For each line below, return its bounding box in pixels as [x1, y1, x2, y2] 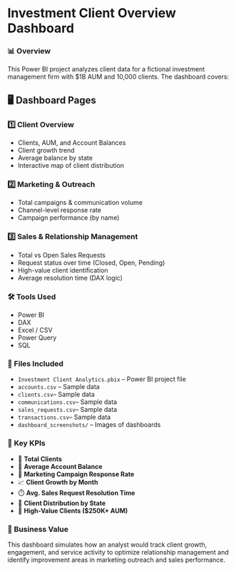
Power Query [17, 333, 57, 342]
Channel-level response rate [17, 206, 102, 215]
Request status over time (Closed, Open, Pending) [17, 258, 165, 267]
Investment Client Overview [7, 5, 176, 21]
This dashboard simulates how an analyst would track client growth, [7, 540, 207, 549]
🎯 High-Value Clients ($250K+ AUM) [17, 506, 128, 515]
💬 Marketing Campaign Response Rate [17, 470, 135, 478]
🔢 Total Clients [17, 455, 63, 463]
